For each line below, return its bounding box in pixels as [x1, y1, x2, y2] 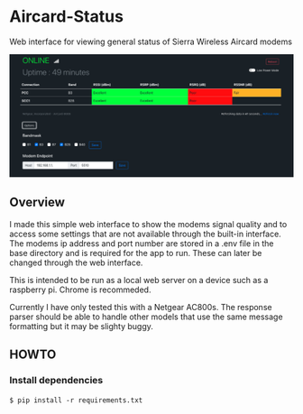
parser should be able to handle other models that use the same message [9, 311, 283, 322]
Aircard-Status [9, 6, 124, 27]
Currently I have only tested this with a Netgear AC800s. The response [9, 301, 272, 312]
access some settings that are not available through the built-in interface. [9, 228, 281, 239]
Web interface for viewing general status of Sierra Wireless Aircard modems [9, 36, 293, 47]
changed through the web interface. [9, 257, 143, 268]
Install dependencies [9, 374, 104, 387]
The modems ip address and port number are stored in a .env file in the [9, 237, 274, 249]
